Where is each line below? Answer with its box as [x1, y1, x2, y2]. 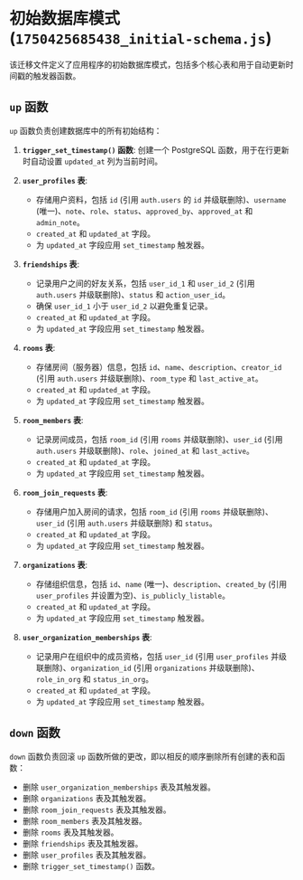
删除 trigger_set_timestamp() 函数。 [22, 860, 161, 871]
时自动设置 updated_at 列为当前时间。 [22, 156, 163, 166]
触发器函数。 [32, 70, 81, 81]
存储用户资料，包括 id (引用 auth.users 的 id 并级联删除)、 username [35, 194, 287, 204]
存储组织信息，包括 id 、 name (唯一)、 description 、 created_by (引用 [35, 578, 288, 589]
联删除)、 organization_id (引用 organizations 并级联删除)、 [35, 662, 260, 673]
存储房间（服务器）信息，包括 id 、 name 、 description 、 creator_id [35, 361, 282, 372]
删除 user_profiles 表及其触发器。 [22, 849, 151, 860]
